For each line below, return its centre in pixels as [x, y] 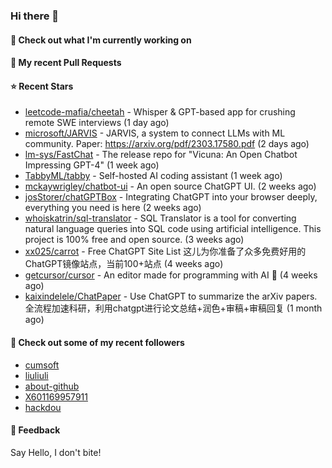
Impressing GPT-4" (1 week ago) [92, 165]
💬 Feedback [35, 430]
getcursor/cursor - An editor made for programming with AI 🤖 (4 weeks [171, 275]
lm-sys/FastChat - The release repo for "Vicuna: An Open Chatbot [161, 155]
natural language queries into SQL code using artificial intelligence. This [173, 229]
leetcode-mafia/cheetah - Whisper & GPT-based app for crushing [160, 112]
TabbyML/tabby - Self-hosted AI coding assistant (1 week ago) [153, 176]
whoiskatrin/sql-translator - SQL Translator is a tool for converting [160, 218]
